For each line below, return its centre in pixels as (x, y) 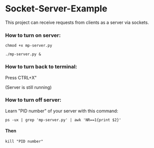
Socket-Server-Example (56, 9)
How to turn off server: (33, 100)
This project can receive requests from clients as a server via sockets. (77, 22)
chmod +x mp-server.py (29, 46)
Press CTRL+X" (21, 77)
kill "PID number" (24, 142)
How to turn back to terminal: (41, 67)
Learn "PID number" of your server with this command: (62, 111)
